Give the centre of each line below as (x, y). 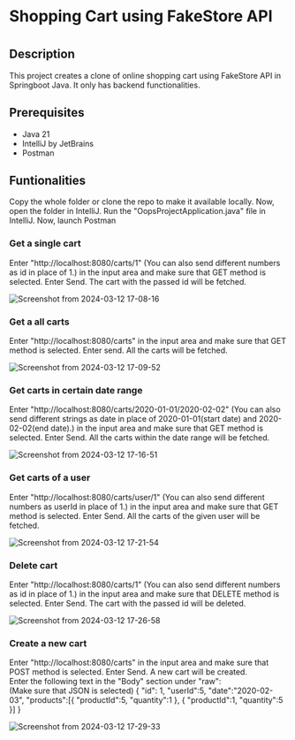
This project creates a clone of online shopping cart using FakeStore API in (145, 75)
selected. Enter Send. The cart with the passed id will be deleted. (128, 603)
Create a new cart (48, 643)
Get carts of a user (50, 477)
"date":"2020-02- (241, 690)
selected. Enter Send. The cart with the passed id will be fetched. (128, 281)
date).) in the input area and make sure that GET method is (157, 428)
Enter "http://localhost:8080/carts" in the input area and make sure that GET (148, 341)
